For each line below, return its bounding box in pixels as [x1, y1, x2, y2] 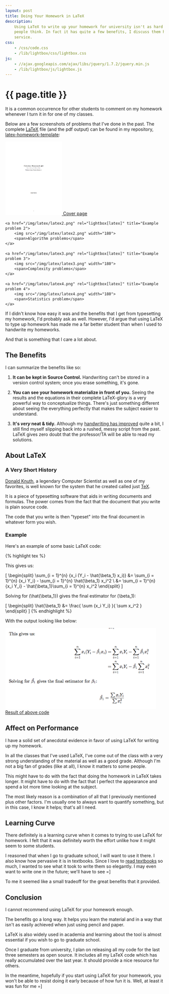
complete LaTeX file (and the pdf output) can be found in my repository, [5, 126, 154, 132]
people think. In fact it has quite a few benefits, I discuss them [14, 29, 161, 35]
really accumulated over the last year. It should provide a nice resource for [5, 957, 159, 964]
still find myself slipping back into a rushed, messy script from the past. [12, 426, 161, 432]
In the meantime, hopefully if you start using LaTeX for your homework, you [5, 972, 161, 979]
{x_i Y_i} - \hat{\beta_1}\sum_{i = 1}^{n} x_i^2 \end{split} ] [5, 583, 123, 589]
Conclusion [5, 893, 42, 902]
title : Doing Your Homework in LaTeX [5, 13, 84, 19]
